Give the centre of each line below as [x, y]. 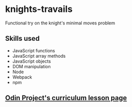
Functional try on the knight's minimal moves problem [60, 23]
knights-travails [39, 9]
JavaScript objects [32, 61]
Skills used [22, 39]
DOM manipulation [31, 66]
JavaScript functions [34, 50]
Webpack [22, 77]
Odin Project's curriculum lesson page [66, 98]
